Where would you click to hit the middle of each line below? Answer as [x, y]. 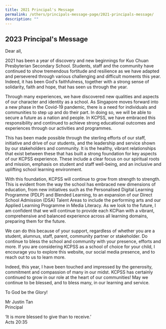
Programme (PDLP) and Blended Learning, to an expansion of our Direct [79, 195]
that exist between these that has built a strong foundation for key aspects [81, 154]
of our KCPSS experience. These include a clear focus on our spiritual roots [82, 159]
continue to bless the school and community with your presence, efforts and [83, 242]
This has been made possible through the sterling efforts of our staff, [76, 138]
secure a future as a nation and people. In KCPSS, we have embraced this [81, 118]
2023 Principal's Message [47, 39]
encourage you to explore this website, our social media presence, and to [80, 252]
